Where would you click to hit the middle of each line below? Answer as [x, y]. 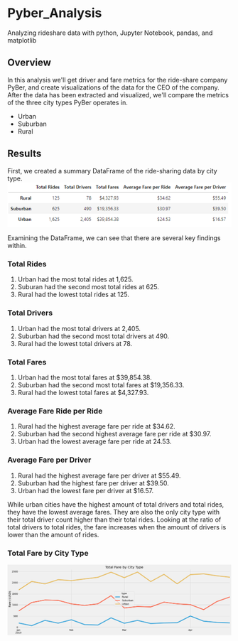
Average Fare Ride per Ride [55, 411]
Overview [29, 63]
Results [25, 154]
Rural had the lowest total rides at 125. [74, 295]
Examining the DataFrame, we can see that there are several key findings [114, 238]
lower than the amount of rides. [53, 534]
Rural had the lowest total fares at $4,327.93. [83, 393]
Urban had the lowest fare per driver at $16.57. [86, 490]
